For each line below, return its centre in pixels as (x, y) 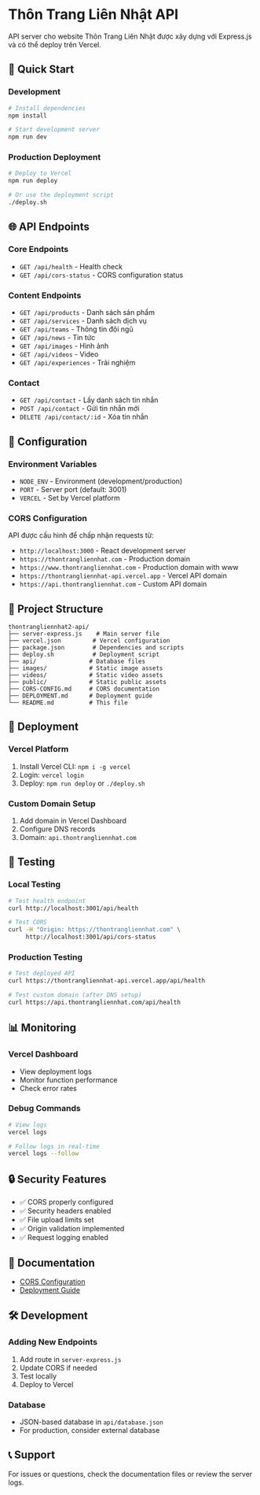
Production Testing (46, 957)
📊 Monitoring (42, 1028)
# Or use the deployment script (61, 195)
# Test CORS (27, 923)
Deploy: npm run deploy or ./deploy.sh (82, 783)
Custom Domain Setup (52, 803)
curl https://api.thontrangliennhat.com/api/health (94, 1002)
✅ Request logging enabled (64, 1238)
